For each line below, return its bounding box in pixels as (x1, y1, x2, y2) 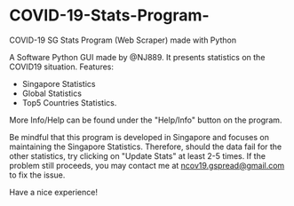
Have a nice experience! (9, 186, 98, 197)
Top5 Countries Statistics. (21, 97, 117, 107)
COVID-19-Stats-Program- (9, 5, 211, 26)
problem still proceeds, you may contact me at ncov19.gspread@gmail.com (9, 160, 285, 170)
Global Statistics (21, 88, 83, 99)
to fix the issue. (9, 170, 66, 180)
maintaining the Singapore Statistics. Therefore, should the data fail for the (9, 141, 282, 152)
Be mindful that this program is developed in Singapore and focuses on (9, 131, 269, 142)
